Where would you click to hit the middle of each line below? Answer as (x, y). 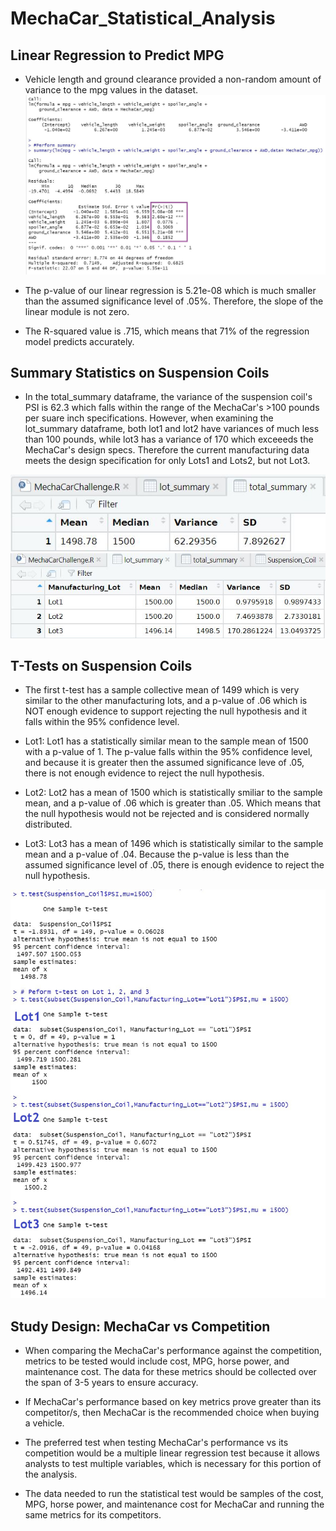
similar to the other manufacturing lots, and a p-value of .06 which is (166, 701)
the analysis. (51, 1474)
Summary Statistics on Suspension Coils (140, 372)
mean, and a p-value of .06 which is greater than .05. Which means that (172, 803)
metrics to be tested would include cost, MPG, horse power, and (157, 1361)
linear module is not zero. (77, 311)
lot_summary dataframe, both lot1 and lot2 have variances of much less (172, 429)
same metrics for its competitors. (93, 1515)
